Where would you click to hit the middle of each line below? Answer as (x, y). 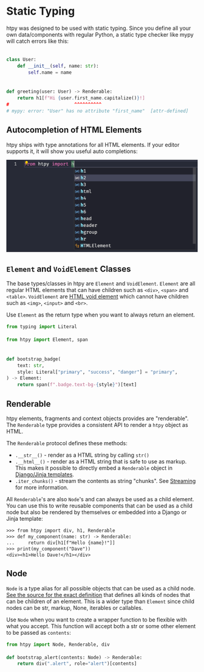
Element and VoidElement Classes (69, 269)
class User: (21, 59)
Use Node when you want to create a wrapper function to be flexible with (97, 620)
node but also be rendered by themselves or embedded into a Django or (97, 512)
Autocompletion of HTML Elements (74, 130)
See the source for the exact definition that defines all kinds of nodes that (98, 595)
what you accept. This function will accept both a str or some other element (101, 626)
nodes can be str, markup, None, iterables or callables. (75, 607)
